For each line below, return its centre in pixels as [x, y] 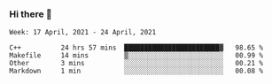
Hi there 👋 [31, 14]
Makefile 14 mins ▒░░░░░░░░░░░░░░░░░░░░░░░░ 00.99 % [136, 56]
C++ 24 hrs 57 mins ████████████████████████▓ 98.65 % [136, 48]
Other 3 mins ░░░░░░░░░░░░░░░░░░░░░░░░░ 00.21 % [136, 64]
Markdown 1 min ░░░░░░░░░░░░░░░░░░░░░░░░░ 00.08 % [136, 71]
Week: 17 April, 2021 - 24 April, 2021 [83, 33]
